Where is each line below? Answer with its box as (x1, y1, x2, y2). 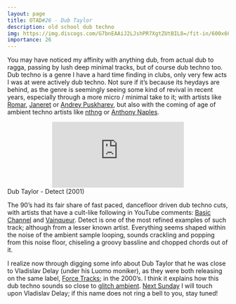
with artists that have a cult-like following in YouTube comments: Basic (7, 209, 211, 217)
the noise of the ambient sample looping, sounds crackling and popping (7, 231, 216, 239)
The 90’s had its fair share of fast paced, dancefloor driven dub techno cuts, (7, 201, 228, 209)
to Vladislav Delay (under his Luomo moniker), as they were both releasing (7, 267, 223, 275)
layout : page (7, 10, 46, 18)
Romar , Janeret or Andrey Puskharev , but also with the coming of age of (7, 100, 216, 109)
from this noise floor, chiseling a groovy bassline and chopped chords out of (7, 238, 228, 246)
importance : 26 (7, 37, 52, 44)
